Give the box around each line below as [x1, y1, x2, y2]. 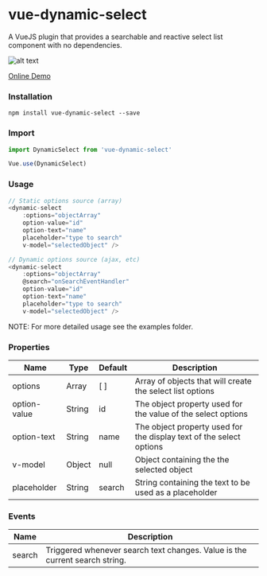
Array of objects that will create [134, 376, 252, 387]
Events [8, 511, 36, 522]
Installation [8, 91, 53, 102]
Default [99, 362, 128, 373]
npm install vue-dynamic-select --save [8, 109, 141, 117]
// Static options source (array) [8, 197, 123, 204]
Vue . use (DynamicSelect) [8, 160, 87, 168]
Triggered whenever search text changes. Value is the [45, 545, 247, 556]
